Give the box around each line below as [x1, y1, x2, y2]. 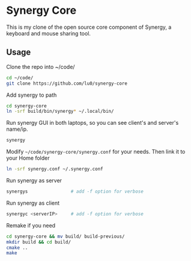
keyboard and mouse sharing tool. [6, 29, 91, 37]
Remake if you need [6, 221, 56, 229]
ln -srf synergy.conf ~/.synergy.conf [6, 166, 103, 172]
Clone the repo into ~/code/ [6, 63, 75, 70]
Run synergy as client [6, 199, 60, 206]
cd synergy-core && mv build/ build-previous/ [6, 233, 125, 239]
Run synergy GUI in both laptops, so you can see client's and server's [6, 119, 179, 127]
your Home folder [6, 154, 50, 162]
